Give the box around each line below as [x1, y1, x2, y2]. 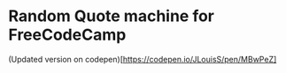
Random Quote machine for [8, 6, 214, 26]
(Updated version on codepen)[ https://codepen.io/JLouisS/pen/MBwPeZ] [8, 54, 277, 64]
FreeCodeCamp [8, 25, 127, 45]
